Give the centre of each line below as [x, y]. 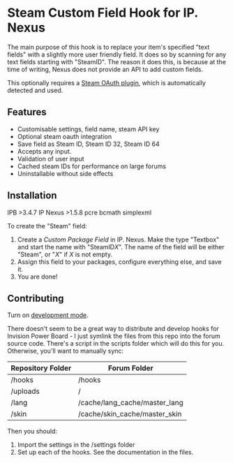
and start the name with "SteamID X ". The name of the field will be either [121, 247]
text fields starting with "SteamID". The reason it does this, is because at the [117, 61]
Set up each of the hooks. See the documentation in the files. [105, 453]
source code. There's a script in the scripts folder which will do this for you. [116, 344]
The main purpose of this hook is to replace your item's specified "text [108, 47]
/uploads [25, 391]
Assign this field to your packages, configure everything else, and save [119, 262]
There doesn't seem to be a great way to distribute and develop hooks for [113, 329]
